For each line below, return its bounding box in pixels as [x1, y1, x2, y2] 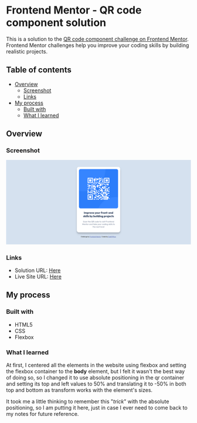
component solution [6, 16, 107, 29]
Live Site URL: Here [14, 273, 62, 280]
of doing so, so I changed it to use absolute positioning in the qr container [6, 374, 185, 381]
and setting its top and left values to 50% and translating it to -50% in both [6, 380, 186, 388]
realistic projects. [6, 48, 48, 55]
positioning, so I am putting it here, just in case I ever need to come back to [6, 404, 188, 411]
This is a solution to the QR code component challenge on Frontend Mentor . [6, 35, 189, 42]
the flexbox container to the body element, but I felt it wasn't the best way [6, 368, 185, 375]
